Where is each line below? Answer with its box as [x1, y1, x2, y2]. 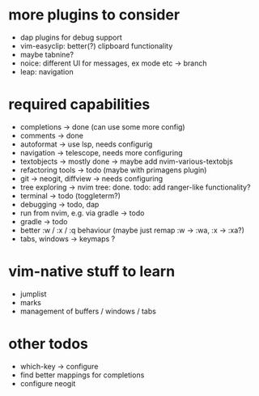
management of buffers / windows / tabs [19, 306, 156, 316]
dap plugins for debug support [19, 32, 123, 42]
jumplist [19, 289, 47, 299]
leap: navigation [19, 66, 74, 76]
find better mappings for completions [19, 370, 145, 380]
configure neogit [19, 378, 76, 388]
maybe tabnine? [19, 49, 74, 59]
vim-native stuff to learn [8, 262, 176, 281]
